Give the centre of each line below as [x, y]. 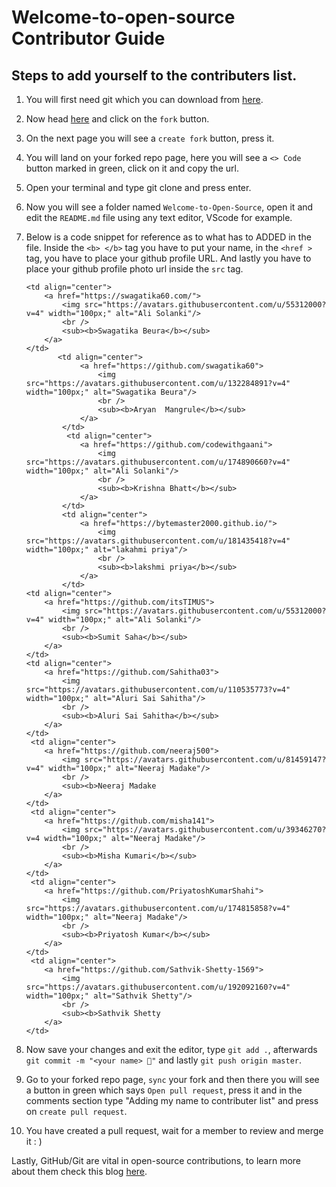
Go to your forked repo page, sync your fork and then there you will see [172, 1079]
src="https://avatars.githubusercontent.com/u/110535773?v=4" [158, 690]
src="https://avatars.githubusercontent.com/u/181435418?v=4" [158, 541]
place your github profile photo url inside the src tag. [134, 269]
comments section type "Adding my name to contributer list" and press [172, 1100]
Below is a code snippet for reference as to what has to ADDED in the [168, 237]
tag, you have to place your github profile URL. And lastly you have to [168, 258]
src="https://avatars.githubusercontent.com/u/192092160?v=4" [158, 987]
